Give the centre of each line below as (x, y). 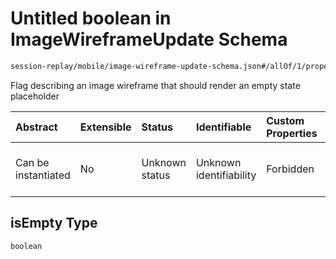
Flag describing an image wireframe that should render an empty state (155, 85)
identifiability (226, 175)
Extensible (105, 127)
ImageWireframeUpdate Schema (149, 39)
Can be (32, 162)
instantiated (43, 175)
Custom (285, 120)
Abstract (36, 127)
